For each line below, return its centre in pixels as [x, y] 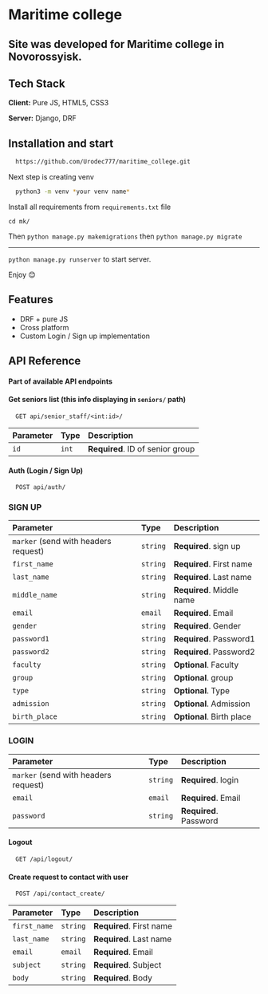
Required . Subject [127, 965]
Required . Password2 [214, 652]
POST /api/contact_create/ [60, 894]
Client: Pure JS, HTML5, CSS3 [59, 103]
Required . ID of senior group [141, 448]
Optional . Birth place [213, 717]
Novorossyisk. [45, 56]
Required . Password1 [214, 639]
